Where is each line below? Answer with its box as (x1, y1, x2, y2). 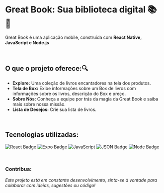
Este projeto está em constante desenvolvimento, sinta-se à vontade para (5, 177, 158, 183)
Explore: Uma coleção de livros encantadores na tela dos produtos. (12, 80, 151, 86)
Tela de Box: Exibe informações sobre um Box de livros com (12, 85, 136, 91)
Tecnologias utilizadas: (5, 130, 79, 139)
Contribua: (5, 166, 32, 173)
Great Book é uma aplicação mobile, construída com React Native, (5, 34, 142, 40)
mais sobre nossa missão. (12, 101, 66, 107)
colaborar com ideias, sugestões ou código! (5, 182, 96, 188)
